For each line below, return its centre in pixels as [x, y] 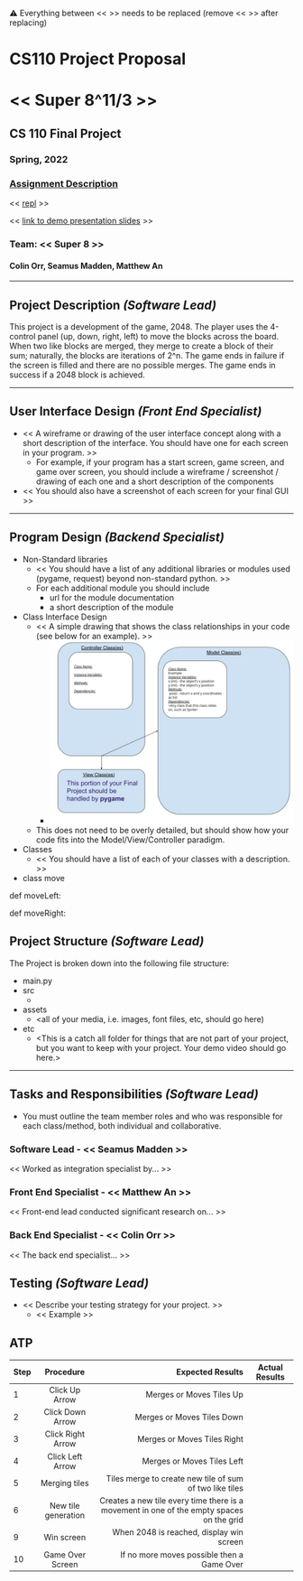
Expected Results [210, 1372]
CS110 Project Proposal [98, 59]
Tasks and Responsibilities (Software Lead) [134, 1095]
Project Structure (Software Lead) [107, 941]
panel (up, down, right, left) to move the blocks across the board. [158, 336]
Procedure [65, 1372]
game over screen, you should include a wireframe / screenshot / [157, 471]
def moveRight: [37, 913]
